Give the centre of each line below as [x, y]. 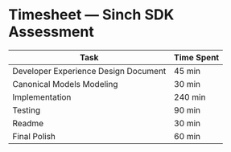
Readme [28, 123]
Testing [27, 110]
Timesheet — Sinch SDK [91, 15]
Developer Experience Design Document [89, 71]
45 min [188, 71]
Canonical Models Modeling [65, 84]
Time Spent [197, 57]
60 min [188, 136]
